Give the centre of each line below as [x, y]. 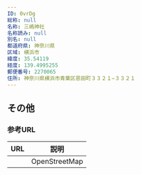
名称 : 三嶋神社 [26, 26]
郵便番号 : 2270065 [32, 72]
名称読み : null [27, 33]
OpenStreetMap [57, 162]
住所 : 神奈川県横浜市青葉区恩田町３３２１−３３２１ [71, 78]
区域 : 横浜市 [23, 53]
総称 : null [22, 20]
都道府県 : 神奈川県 [31, 46]
